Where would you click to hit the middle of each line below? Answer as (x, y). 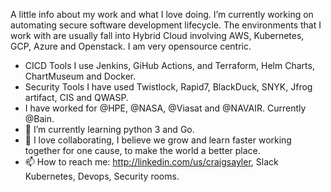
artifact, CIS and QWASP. (76, 97)
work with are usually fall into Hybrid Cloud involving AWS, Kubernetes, (157, 35)
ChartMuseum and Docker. (80, 76)
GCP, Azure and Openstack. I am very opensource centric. (131, 46)
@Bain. (39, 118)
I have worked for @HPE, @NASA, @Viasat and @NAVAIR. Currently (165, 108)
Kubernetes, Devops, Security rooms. (102, 176)
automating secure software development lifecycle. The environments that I (166, 25)
